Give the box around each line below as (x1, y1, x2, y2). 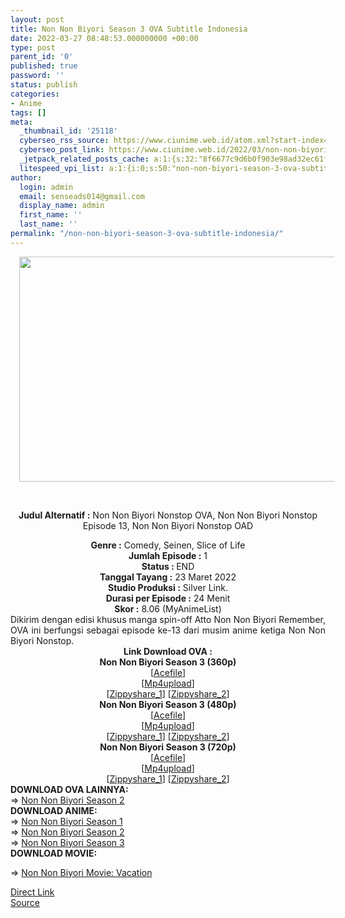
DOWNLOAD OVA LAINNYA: (10, 783, 129, 795)
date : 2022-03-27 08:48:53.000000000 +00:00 (10, 33, 199, 43)
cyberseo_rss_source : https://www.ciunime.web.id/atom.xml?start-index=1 (19, 136, 333, 146)
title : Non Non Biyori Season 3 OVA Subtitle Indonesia (10, 24, 248, 34)
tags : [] (10, 107, 47, 118)
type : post (10, 42, 56, 53)
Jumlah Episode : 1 (128, 549, 208, 561)
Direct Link (10, 886, 55, 898)
